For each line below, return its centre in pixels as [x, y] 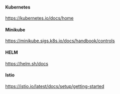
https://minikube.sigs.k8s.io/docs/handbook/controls [60, 41]
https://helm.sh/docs [27, 63]
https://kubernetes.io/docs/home [39, 18]
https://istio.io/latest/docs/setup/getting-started [55, 86]
